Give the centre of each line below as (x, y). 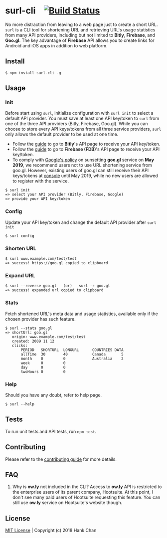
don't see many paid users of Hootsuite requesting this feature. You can (86, 497)
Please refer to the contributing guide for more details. (61, 459)
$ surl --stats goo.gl (29, 328)
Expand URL (20, 275)
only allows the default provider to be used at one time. (62, 134)
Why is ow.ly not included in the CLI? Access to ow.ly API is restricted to (87, 487)
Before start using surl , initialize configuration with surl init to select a (79, 113)
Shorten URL (21, 248)
